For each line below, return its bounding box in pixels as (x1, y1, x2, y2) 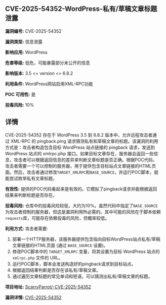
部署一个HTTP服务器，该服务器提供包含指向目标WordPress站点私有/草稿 (12, 236, 161, 242)
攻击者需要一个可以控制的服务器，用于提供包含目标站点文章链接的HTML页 (5, 163, 157, 169)
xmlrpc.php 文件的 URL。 (12, 254, 63, 260)
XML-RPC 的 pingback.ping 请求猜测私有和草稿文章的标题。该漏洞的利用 (10, 138, 159, 144)
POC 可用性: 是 (5, 91, 36, 97)
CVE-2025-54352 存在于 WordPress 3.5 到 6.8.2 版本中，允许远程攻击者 (5, 132, 153, 138)
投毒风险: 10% (5, 102, 34, 108)
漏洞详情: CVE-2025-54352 (5, 294, 62, 300)
